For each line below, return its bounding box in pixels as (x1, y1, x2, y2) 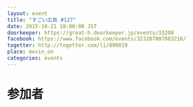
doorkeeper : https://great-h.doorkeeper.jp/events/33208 (7, 29, 174, 36)
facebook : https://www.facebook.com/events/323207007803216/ (7, 36, 187, 43)
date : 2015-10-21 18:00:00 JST (7, 23, 97, 29)
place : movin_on (7, 49, 54, 56)
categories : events (7, 55, 63, 62)
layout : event (7, 10, 48, 17)
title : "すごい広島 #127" (7, 16, 77, 23)
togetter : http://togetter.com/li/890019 (7, 42, 128, 49)
